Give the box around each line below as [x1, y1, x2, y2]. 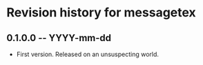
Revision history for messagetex [6, 5, 196, 21]
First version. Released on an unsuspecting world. [16, 50, 159, 58]
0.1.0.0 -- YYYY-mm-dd [6, 32, 112, 44]
